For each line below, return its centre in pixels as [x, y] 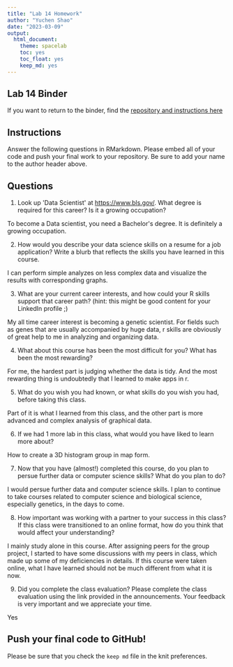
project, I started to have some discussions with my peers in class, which [112, 553]
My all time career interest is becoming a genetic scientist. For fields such [113, 322]
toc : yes [32, 53]
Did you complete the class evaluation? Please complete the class [112, 589]
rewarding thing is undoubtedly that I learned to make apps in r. [98, 379]
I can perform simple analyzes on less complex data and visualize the [107, 273]
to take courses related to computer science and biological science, [105, 497]
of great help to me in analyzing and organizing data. [83, 337]
